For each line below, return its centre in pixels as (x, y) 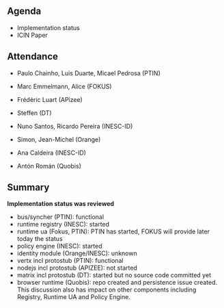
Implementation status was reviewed (61, 204)
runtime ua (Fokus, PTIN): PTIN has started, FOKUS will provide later (113, 231)
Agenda (24, 11)
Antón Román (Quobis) (49, 166)
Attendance (33, 56)
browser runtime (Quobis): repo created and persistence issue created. (117, 283)
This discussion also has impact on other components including (107, 290)
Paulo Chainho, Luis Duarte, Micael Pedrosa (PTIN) (88, 73)
